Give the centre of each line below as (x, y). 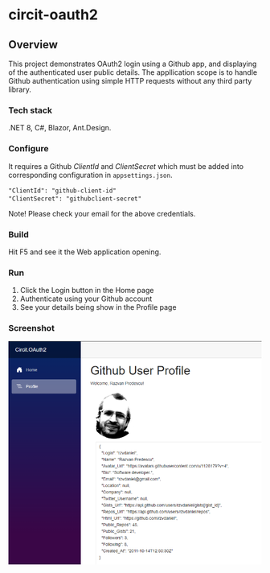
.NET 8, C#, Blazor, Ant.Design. (60, 128)
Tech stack (30, 110)
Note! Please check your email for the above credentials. (102, 213)
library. (20, 89)
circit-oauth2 (53, 15)
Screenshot (31, 328)
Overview (33, 45)
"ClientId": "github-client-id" (62, 191)
